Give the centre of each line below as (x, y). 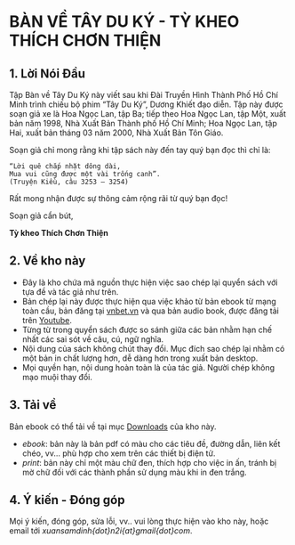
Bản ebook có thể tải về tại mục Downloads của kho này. (113, 427)
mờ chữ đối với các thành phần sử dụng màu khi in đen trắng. (134, 472)
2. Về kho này (48, 261)
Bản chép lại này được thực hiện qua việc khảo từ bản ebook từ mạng (149, 301)
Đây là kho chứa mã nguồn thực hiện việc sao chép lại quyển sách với (150, 282)
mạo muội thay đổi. (57, 377)
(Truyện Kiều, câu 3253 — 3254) (69, 182)
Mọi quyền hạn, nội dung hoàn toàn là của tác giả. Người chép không (148, 367)
